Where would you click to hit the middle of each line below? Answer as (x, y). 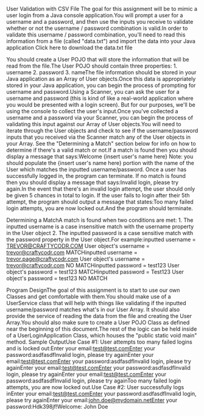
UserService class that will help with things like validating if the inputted (97, 303)
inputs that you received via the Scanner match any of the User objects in (98, 137)
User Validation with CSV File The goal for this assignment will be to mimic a (102, 9)
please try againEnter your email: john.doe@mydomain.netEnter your (92, 400)
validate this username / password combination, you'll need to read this (96, 35)
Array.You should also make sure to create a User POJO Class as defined (98, 323)
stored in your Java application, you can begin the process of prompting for (101, 85)
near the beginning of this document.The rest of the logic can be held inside (102, 329)
